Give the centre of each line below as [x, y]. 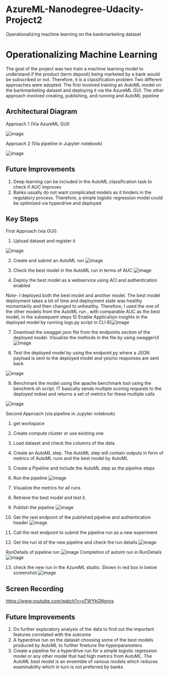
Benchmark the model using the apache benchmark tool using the [82, 383]
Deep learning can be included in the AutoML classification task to [82, 182]
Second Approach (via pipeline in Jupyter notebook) [61, 414]
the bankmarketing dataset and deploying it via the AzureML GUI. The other [85, 90]
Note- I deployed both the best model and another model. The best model [83, 296]
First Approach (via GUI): [32, 231]
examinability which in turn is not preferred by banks [68, 667]
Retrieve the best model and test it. [50, 498]
